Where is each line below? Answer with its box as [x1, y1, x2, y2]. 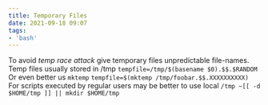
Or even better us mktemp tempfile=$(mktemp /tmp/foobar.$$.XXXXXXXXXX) [8, 72, 250, 82]
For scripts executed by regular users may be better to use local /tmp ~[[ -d [8, 81, 261, 91]
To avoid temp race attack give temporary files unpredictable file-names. [8, 56, 250, 65]
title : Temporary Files [8, 11, 88, 20]
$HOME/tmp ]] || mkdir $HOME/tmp [8, 89, 120, 98]
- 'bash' [8, 33, 38, 42]
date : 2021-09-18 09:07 [8, 19, 88, 27]
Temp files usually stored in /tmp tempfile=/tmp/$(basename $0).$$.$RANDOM [8, 64, 258, 74]
